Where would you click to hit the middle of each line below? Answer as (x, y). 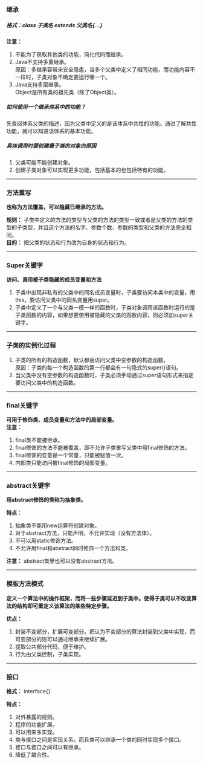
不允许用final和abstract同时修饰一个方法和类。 (73, 548)
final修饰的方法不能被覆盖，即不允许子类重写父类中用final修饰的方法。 (102, 448)
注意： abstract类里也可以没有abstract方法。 (62, 561)
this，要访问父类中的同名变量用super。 (64, 300)
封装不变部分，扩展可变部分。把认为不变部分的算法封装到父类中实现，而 (105, 631)
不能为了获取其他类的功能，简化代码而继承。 (71, 54)
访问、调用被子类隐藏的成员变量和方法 (54, 280)
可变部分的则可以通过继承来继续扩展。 (63, 639)
